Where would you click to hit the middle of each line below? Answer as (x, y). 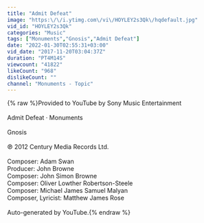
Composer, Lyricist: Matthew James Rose (66, 198)
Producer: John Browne (41, 169)
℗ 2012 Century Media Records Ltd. (58, 147)
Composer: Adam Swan (41, 161)
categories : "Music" (37, 33)
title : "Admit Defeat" (39, 13)
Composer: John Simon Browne (52, 176)
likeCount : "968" (32, 71)
